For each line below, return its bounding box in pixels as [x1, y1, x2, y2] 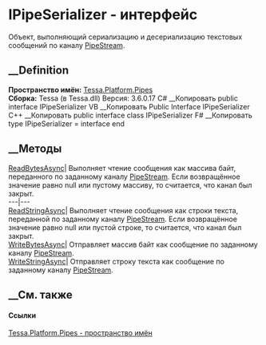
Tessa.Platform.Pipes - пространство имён [8, 328, 153, 338]
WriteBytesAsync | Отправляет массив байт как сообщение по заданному [8, 240, 258, 249]
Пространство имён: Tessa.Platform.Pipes [8, 85, 153, 94]
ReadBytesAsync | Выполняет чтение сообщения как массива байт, [8, 163, 236, 172]
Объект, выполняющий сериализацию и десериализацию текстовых [8, 32, 243, 42]
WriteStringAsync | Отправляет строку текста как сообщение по [8, 256, 225, 266]
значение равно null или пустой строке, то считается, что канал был [8, 222, 242, 232]
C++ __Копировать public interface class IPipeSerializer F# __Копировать [8, 110, 253, 120]
